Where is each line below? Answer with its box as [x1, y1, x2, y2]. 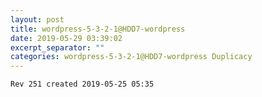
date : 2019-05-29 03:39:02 [10, 33, 123, 43]
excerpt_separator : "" [10, 42, 105, 53]
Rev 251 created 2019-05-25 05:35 [10, 79, 155, 90]
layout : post [10, 14, 65, 25]
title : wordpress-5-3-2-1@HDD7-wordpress [10, 24, 186, 34]
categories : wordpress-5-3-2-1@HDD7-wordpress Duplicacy [10, 52, 253, 62]
